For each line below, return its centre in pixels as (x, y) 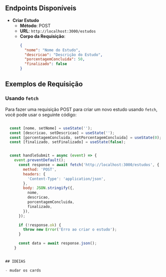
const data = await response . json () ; (58, 243)
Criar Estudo (26, 20)
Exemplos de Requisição (44, 84)
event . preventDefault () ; (40, 160)
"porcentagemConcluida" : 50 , (55, 59)
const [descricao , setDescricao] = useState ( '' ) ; (62, 133)
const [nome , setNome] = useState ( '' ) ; (51, 128)
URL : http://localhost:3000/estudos (58, 31)
